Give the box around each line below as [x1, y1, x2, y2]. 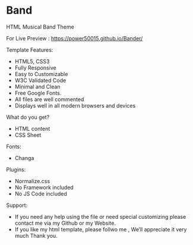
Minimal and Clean [14, 83, 61, 90]
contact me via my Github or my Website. [14, 219, 116, 227]
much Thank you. [14, 232, 58, 239]
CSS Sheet [14, 131, 42, 139]
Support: [6, 202, 28, 209]
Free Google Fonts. [14, 89, 62, 96]
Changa [14, 154, 34, 161]
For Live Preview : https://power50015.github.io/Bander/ [6, 34, 143, 42]
